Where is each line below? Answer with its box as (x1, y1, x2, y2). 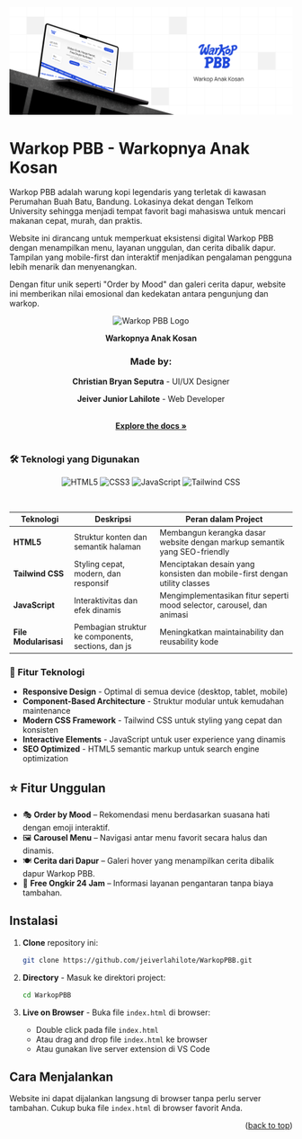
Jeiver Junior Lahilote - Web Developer (76, 393, 226, 404)
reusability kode (159, 636, 219, 646)
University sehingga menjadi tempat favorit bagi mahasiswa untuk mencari (9, 206, 286, 217)
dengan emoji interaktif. (22, 823, 111, 833)
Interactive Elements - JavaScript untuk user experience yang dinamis (22, 734, 286, 745)
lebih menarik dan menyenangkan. (9, 262, 138, 272)
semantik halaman (73, 541, 142, 552)
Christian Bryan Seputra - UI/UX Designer (72, 376, 230, 387)
